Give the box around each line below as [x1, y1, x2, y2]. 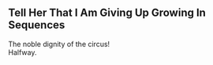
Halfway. [8, 47, 37, 57]
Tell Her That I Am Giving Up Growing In [8, 6, 207, 20]
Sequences [8, 19, 65, 32]
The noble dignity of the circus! [8, 39, 110, 49]
